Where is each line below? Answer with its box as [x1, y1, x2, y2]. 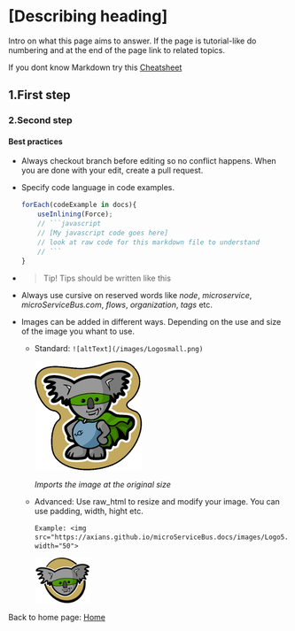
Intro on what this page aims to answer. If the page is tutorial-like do [8, 35, 257, 46]
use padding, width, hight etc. [34, 505, 144, 516]
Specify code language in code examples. [20, 182, 175, 193]
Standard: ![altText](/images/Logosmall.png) [34, 342, 204, 353]
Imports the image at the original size [34, 479, 172, 489]
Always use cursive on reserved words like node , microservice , [20, 289, 252, 300]
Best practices [8, 135, 63, 147]
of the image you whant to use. [20, 326, 135, 336]
